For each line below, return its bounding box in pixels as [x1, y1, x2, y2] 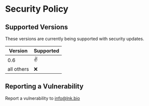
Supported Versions [5, 23, 68, 31]
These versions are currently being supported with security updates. [5, 36, 144, 42]
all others [7, 66, 30, 72]
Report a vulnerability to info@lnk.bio [5, 95, 80, 101]
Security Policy [5, 3, 69, 15]
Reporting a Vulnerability [5, 82, 84, 91]
